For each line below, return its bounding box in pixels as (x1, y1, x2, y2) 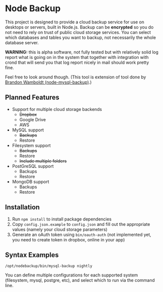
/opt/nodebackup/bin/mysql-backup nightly (5, 264, 92, 269)
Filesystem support (12, 142, 51, 148)
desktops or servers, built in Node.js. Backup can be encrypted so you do (5, 24, 154, 30)
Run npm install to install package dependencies (12, 216, 112, 222)
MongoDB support (12, 179, 50, 184)
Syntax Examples (5, 251, 59, 259)
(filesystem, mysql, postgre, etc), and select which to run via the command (5, 277, 155, 283)
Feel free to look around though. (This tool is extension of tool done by (5, 74, 146, 80)
